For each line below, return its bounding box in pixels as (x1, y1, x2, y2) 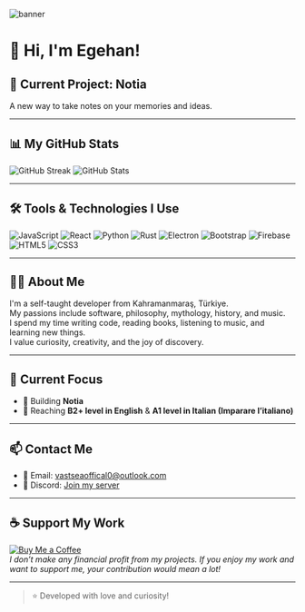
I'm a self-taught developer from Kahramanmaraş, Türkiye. (9, 298, 229, 309)
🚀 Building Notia (22, 396, 84, 407)
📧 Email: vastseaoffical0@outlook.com (22, 470, 167, 481)
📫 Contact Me (9, 441, 93, 457)
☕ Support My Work (9, 516, 125, 531)
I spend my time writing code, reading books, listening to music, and (9, 318, 265, 329)
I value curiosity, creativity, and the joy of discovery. (9, 337, 204, 348)
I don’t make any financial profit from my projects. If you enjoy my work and (9, 554, 295, 565)
